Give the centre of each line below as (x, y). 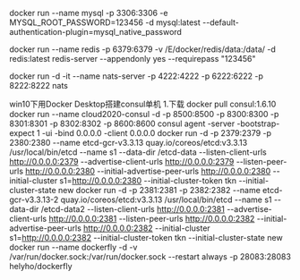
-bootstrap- (258, 123)
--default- (221, 22)
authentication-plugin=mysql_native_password (95, 32)
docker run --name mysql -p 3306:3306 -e (89, 13)
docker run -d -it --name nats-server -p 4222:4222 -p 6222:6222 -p (137, 76)
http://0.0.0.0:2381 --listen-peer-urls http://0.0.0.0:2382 (152, 219)
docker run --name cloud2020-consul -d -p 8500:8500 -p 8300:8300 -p (144, 114)
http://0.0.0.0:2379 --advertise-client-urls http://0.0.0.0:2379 (122, 161)
